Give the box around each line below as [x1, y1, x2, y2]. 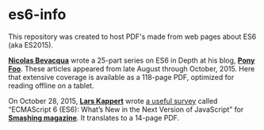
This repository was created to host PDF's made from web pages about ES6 [8, 32, 257, 41]
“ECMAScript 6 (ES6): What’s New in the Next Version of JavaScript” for [8, 105, 244, 114]
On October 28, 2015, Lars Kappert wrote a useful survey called [8, 96, 218, 105]
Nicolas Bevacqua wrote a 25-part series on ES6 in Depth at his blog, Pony [8, 55, 255, 65]
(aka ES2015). [8, 40, 54, 49]
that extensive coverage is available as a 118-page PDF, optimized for [8, 72, 235, 82]
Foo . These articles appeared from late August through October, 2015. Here [8, 63, 255, 73]
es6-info [8, 6, 67, 24]
